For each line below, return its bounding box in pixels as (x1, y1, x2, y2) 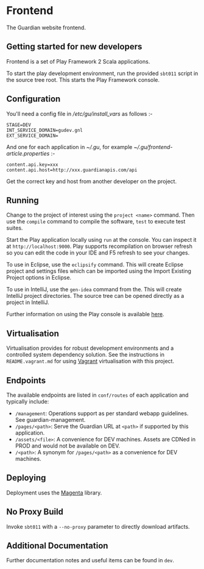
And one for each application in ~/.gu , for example (6, 143, 133, 150)
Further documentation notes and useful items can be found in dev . (6, 557, 175, 564)
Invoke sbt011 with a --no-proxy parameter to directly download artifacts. (6, 523, 190, 530)
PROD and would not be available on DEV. (15, 442, 121, 449)
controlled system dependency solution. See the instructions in (6, 351, 164, 358)
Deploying (6, 473, 46, 483)
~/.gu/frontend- (133, 143, 173, 150)
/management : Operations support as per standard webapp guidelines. (15, 410, 189, 417)
